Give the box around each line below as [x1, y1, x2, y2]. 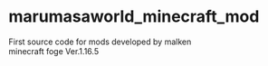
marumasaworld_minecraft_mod [8, 6, 260, 27]
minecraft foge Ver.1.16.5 [8, 45, 100, 56]
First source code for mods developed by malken [8, 36, 192, 47]
